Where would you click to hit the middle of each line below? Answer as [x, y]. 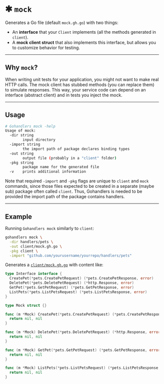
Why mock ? [21, 68]
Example [19, 216]
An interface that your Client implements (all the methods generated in [84, 32]
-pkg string [22, 162]
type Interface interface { [34, 274]
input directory [39, 140]
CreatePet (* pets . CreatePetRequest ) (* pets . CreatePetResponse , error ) [82, 278]
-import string [25, 145]
